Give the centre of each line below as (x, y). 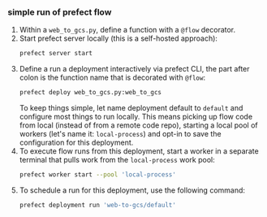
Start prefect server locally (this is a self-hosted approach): (118, 38)
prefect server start (56, 54)
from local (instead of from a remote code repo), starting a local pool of (139, 125)
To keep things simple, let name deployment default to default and (131, 108)
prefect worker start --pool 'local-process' (97, 175)
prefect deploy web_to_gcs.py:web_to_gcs (90, 93)
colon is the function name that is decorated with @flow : (112, 78)
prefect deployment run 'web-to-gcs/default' (97, 205)
